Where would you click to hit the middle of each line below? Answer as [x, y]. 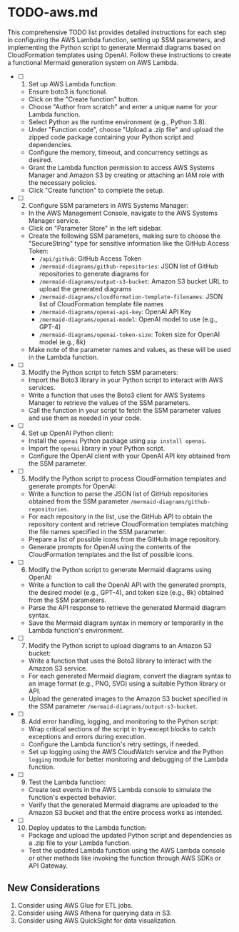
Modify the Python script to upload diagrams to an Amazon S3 [120, 645]
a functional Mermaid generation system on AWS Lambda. [93, 62]
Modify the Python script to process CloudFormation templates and [127, 478]
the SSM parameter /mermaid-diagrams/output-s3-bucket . [113, 706]
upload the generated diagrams [85, 289]
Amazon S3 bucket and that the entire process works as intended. [126, 812]
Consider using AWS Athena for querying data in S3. [95, 913]
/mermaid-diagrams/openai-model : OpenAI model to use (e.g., [128, 319]
